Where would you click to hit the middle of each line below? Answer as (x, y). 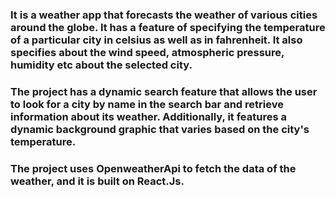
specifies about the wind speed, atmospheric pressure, (147, 52)
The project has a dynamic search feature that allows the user (164, 91)
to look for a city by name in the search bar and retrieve (147, 104)
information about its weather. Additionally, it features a (148, 116)
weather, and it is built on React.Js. (97, 181)
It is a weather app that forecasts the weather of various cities (164, 15)
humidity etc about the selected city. (101, 65)
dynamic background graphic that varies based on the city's (160, 129)
